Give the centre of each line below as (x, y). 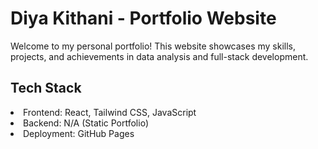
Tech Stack (46, 88)
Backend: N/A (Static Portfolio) (86, 123)
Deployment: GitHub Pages (79, 133)
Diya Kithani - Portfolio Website (143, 18)
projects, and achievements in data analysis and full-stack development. (159, 56)
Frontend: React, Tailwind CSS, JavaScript (110, 112)
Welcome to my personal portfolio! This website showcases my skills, (153, 46)
